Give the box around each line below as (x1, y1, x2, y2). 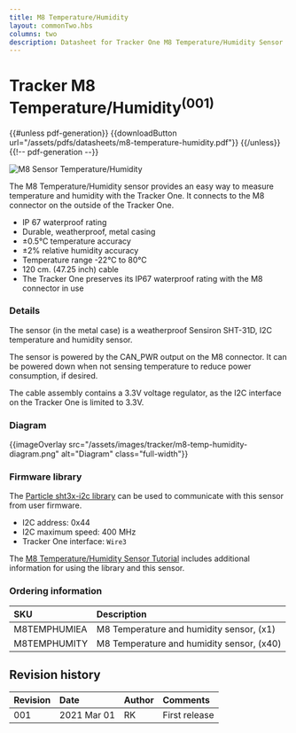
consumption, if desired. (9, 370, 98, 381)
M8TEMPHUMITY (13, 637, 89, 650)
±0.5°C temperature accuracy (21, 236, 131, 246)
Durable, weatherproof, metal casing (21, 226, 156, 237)
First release (162, 708, 214, 721)
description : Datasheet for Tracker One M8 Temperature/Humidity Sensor (9, 37, 284, 47)
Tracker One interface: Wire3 (21, 536, 127, 547)
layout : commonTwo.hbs (9, 21, 93, 30)
